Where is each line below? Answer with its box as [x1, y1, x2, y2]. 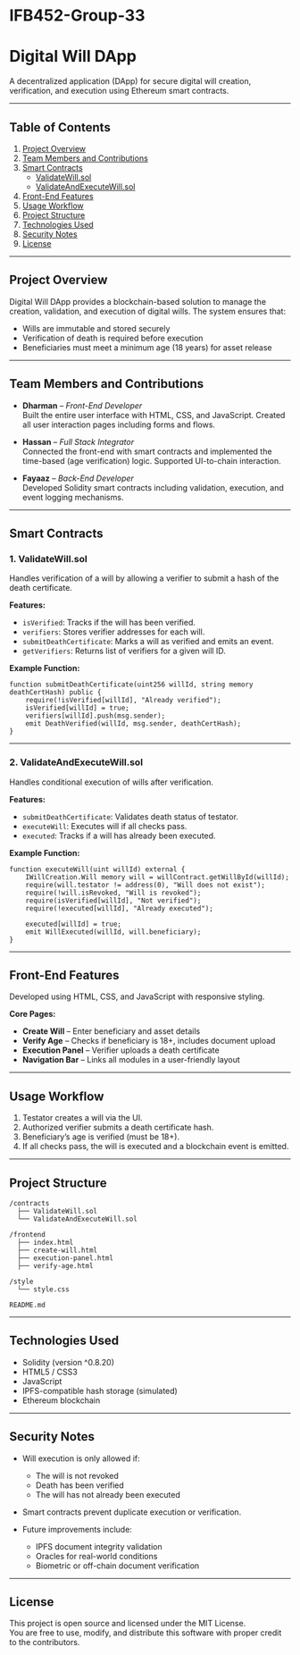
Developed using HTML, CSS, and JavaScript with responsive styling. [9, 991, 265, 1002]
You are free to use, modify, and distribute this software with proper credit [9, 1627, 282, 1638]
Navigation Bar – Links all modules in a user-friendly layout [21, 1054, 241, 1065]
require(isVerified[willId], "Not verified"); [25, 895, 202, 905]
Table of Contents [9, 120, 112, 135]
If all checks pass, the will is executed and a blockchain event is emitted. [21, 1141, 289, 1152]
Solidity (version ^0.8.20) [21, 1357, 114, 1367]
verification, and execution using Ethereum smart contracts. [9, 86, 229, 97]
